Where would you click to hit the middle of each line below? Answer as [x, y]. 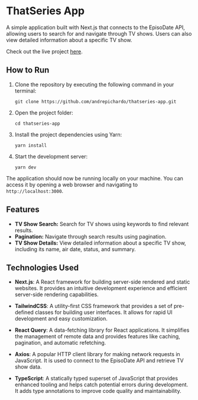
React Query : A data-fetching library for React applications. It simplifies [102, 330]
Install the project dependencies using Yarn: [68, 134]
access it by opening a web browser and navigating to [72, 185]
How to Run [28, 70]
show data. [28, 367]
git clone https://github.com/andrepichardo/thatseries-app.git [95, 101]
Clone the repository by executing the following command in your [94, 84]
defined [24, 312]
